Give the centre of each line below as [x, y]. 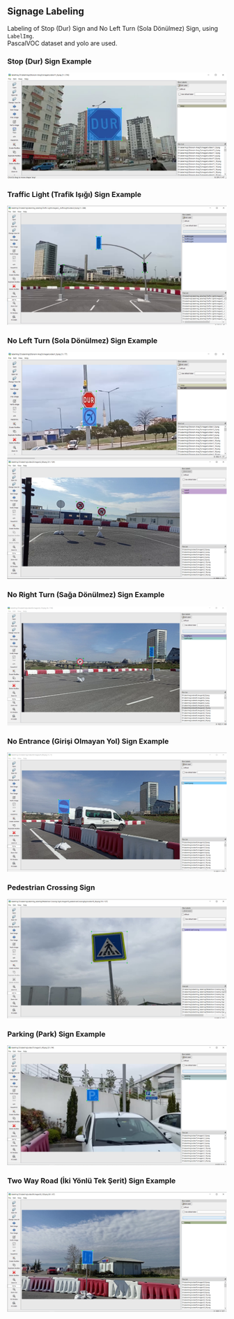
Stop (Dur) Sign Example [49, 61]
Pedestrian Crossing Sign [51, 887]
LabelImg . [21, 36]
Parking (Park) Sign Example [56, 1034]
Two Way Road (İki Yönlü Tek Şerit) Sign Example [92, 1181]
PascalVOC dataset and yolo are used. [62, 43]
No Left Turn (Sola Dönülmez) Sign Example [83, 340]
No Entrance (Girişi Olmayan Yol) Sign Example [88, 741]
